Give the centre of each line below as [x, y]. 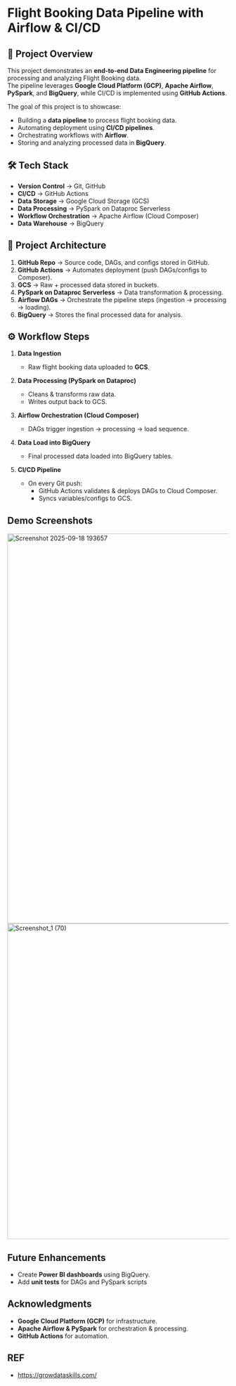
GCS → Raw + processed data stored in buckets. [88, 285]
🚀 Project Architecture [57, 246]
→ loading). [34, 307]
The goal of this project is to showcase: [64, 106]
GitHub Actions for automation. [63, 1335]
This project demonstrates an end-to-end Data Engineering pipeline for [112, 71]
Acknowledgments [50, 1304]
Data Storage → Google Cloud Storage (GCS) [83, 201]
